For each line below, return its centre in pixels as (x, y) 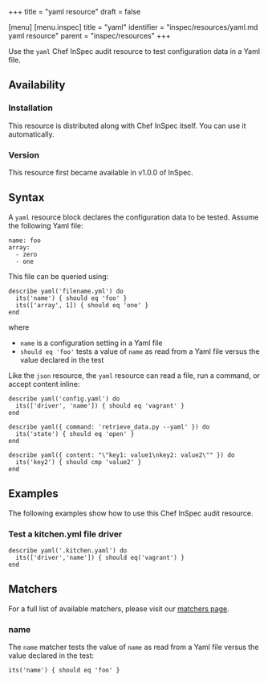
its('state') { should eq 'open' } (75, 433)
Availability (37, 85)
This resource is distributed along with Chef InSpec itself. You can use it (127, 125)
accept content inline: (44, 384)
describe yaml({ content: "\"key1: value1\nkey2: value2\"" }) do (122, 455)
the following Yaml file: (46, 225)
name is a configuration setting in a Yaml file (91, 343)
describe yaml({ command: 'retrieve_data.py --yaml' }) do (109, 427)
